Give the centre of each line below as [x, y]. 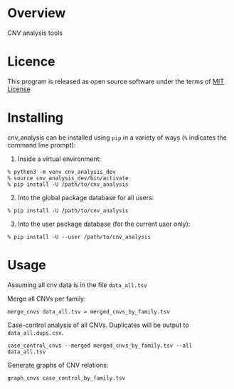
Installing [36, 118]
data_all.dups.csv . [36, 332]
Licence [31, 62]
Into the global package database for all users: [86, 197]
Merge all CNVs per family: [47, 299]
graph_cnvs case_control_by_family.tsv [67, 378]
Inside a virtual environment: [59, 159]
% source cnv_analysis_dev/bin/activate [68, 178]
